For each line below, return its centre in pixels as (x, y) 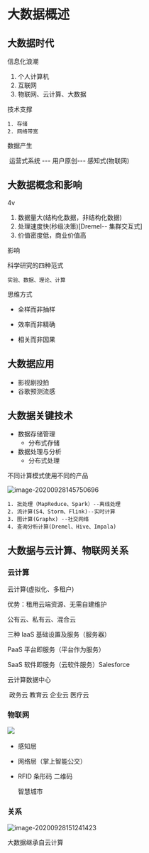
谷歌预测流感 (36, 391)
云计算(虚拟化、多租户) (41, 589)
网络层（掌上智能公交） (52, 761)
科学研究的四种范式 (35, 265)
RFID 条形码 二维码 (45, 776)
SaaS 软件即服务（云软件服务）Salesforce (68, 665)
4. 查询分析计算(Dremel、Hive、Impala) (62, 527)
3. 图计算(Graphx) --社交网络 (48, 519)
